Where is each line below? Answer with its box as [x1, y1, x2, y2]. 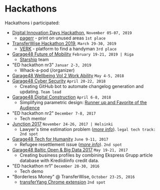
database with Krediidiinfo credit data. [19, 157, 99, 163]
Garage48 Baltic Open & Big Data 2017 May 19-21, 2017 [12, 147, 128, 153]
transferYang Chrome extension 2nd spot [19, 179, 106, 185]
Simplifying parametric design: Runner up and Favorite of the [19, 99, 147, 105]
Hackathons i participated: [5, 20, 60, 26]
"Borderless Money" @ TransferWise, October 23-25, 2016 [12, 173, 135, 179]
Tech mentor [19, 115, 47, 121]
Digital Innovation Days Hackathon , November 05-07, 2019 [12, 29, 132, 35]
